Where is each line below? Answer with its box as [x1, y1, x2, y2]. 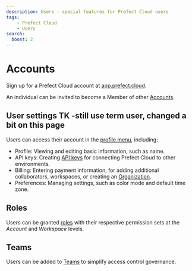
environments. [14, 160, 51, 167]
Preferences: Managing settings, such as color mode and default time [14, 179, 186, 186]
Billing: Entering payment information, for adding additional [14, 167, 159, 174]
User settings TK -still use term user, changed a [6, 111, 187, 121]
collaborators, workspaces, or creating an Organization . [14, 173, 152, 180]
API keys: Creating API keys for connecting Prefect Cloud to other [14, 153, 176, 161]
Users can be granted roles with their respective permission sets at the [6, 218, 180, 226]
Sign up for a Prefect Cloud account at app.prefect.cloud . [6, 82, 147, 89]
